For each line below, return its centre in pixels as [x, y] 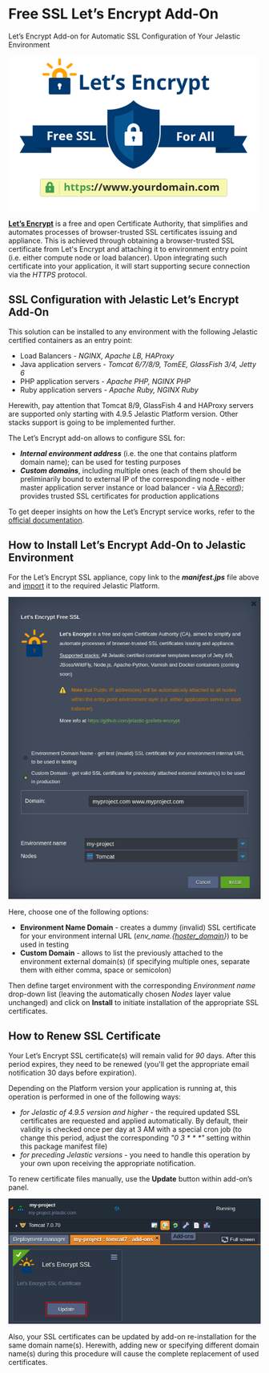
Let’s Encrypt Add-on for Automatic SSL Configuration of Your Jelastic [124, 36]
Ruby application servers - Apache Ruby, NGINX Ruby [109, 390]
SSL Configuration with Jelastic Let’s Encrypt [124, 300]
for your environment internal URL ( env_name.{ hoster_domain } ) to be [134, 935]
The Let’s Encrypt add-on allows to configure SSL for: [97, 438]
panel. [19, 1187]
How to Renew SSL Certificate [85, 1036]
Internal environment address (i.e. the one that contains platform [128, 453]
